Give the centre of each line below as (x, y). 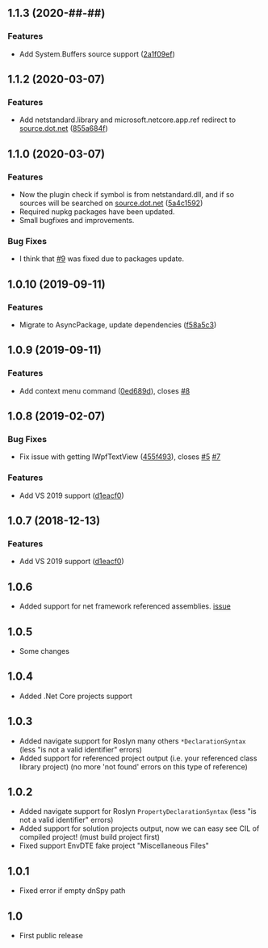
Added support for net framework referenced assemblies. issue (125, 606)
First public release (51, 936)
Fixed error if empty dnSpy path (72, 891)
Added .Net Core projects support (75, 696)
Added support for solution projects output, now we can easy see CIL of (139, 828)
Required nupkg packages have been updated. (97, 212)
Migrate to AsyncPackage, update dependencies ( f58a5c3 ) (118, 325)
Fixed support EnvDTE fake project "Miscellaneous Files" (114, 846)
